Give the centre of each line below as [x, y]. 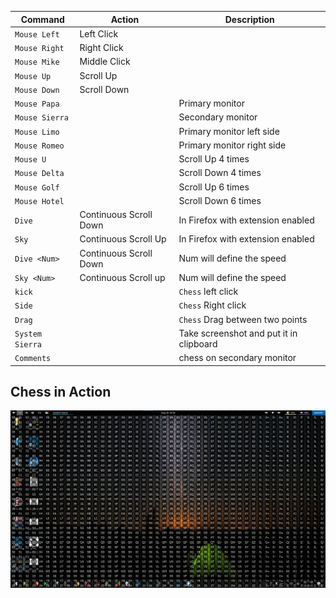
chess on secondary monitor [237, 357]
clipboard [198, 343]
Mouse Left [37, 34]
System [28, 334]
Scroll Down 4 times [220, 173]
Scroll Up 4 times [214, 159]
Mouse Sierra [41, 118]
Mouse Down [37, 90]
